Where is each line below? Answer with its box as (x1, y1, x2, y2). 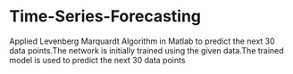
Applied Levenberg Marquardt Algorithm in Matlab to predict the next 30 (9, 36, 275, 46)
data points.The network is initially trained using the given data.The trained (9, 45, 284, 55)
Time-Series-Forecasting (9, 6, 202, 27)
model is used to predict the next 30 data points (9, 54, 186, 65)
